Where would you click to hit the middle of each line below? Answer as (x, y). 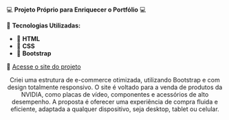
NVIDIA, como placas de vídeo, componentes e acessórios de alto (115, 94)
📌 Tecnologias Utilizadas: (43, 25)
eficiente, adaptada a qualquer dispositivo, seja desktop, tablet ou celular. (115, 109)
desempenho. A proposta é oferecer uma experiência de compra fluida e (115, 102)
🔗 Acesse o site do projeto (44, 67)
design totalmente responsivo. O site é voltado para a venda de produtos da (115, 87)
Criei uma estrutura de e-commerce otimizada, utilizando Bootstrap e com (115, 80)
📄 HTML (28, 39)
